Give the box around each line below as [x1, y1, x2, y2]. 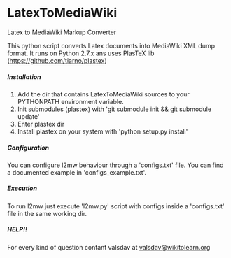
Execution [7, 184, 37, 193]
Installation [7, 72, 41, 81]
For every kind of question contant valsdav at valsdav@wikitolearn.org [7, 243, 211, 251]
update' [17, 112, 40, 120]
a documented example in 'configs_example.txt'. [7, 168, 147, 176]
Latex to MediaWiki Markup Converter [7, 28, 117, 36]
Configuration [7, 143, 50, 152]
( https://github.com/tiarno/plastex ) [7, 56, 107, 64]
